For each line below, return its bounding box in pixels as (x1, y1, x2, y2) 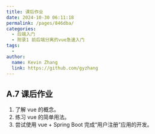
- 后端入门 (11, 31, 36, 37)
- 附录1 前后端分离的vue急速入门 (11, 37, 85, 43)
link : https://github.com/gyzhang (11, 65, 98, 71)
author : (6, 54, 26, 60)
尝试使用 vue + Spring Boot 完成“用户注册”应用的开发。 (14, 121, 153, 129)
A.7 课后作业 (6, 89, 53, 99)
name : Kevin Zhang (11, 59, 59, 65)
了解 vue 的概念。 (14, 106, 59, 113)
